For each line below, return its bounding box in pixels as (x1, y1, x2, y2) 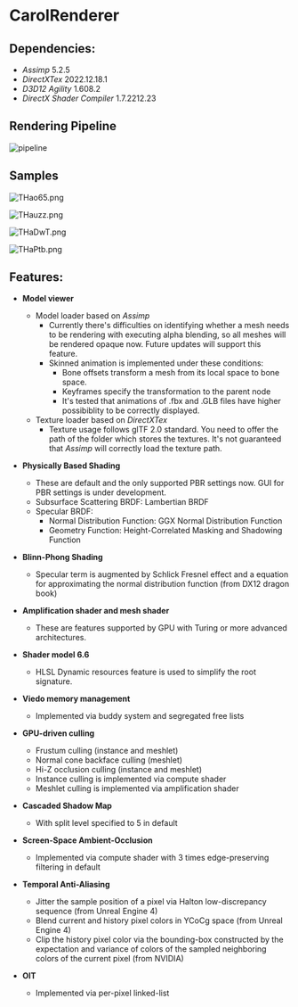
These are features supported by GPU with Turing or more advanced (35, 623, 287, 633)
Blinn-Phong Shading (21, 552, 104, 563)
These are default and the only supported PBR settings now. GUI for (35, 478, 285, 489)
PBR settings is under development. (35, 487, 167, 498)
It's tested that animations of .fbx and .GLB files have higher (61, 396, 282, 407)
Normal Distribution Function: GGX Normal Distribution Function (48, 516, 283, 526)
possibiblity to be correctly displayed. (61, 405, 200, 416)
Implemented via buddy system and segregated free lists (35, 711, 245, 722)
